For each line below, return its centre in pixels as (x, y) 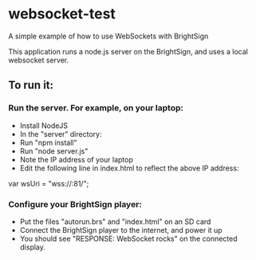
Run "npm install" (48, 142)
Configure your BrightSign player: (75, 204)
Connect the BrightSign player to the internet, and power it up (121, 230)
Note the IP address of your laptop (77, 159)
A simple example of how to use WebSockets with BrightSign (108, 36)
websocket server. (39, 60)
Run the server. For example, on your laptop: (96, 108)
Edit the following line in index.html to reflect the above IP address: (129, 168)
